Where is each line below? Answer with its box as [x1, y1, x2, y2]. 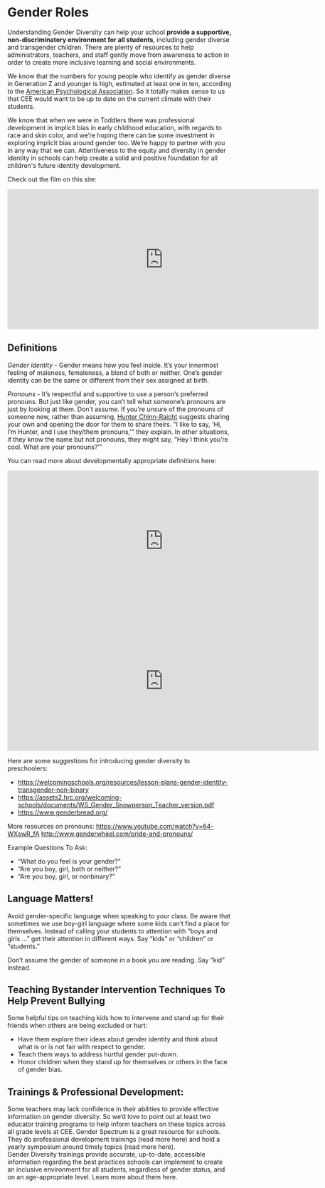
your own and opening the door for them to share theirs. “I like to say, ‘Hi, [7, 420, 222, 428]
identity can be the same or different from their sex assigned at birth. [7, 376, 210, 384]
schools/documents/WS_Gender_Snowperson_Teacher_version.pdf [17, 800, 215, 809]
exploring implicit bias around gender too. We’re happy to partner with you [7, 138, 225, 147]
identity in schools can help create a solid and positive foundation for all [7, 154, 218, 162]
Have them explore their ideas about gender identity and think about [17, 1035, 218, 1044]
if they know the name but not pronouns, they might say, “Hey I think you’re [7, 435, 229, 443]
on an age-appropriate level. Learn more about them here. [7, 1173, 178, 1182]
